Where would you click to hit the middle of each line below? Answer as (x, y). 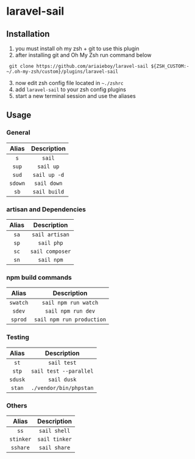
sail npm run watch (70, 303)
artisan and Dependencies (46, 209)
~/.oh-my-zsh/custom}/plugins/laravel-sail (62, 72)
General (18, 133)
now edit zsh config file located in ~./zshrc (69, 83)
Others (17, 405)
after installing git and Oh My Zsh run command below (83, 55)
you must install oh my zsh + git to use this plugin (77, 48)
